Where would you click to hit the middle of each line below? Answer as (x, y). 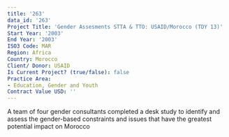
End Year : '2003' (32, 40)
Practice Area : (29, 79)
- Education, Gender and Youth (53, 85)
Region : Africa (29, 53)
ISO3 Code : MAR (29, 46)
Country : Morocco (32, 59)
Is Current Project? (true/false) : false (68, 72)
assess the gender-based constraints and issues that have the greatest (109, 119)
